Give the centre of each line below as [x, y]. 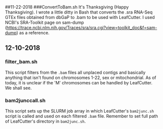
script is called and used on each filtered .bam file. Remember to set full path [81, 116]
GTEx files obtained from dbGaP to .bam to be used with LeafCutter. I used [80, 17]
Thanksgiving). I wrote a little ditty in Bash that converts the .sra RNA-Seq [79, 12]
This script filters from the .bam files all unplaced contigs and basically [75, 72]
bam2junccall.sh [25, 100]
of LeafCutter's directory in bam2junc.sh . [45, 121]
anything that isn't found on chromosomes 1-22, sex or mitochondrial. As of [81, 78]
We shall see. [18, 88]
